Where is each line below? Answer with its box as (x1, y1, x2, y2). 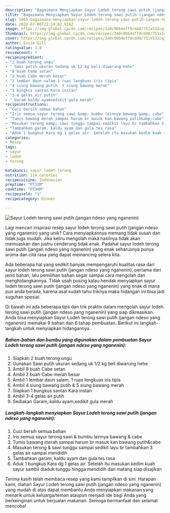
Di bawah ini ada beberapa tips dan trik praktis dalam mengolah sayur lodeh (5, 304, 164, 310)
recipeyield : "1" (5, 192, 42, 197)
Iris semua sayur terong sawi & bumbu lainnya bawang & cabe (12, 433, 143, 440)
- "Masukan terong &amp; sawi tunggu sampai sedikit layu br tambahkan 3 (5, 120, 164, 126)
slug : (5, 17, 17, 22)
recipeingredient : (5, 54, 44, 60)
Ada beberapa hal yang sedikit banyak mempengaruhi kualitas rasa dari (5, 261, 155, 267)
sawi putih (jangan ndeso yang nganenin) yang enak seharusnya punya (5, 246, 154, 252)
